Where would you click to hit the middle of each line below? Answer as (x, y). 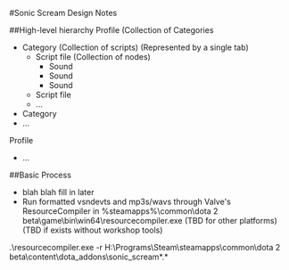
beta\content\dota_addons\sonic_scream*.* (89, 257)
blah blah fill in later (58, 192)
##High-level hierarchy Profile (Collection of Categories (111, 30)
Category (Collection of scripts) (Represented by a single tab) (136, 47)
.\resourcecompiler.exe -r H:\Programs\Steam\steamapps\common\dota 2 (145, 247)
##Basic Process (40, 175)
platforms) (259, 221)
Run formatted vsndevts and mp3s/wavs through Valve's (127, 201)
